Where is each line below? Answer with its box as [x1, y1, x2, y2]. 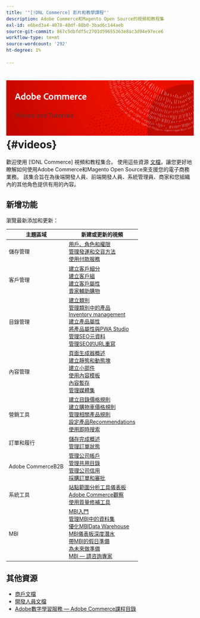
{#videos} [6, 138, 57, 152]
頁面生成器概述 [68, 350, 106, 357]
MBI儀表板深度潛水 [68, 530, 115, 538]
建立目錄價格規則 [68, 396, 111, 403]
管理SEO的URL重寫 [68, 340, 116, 347]
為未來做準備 [68, 545, 101, 553]
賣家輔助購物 [68, 287, 101, 294]
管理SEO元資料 [68, 332, 106, 340]
